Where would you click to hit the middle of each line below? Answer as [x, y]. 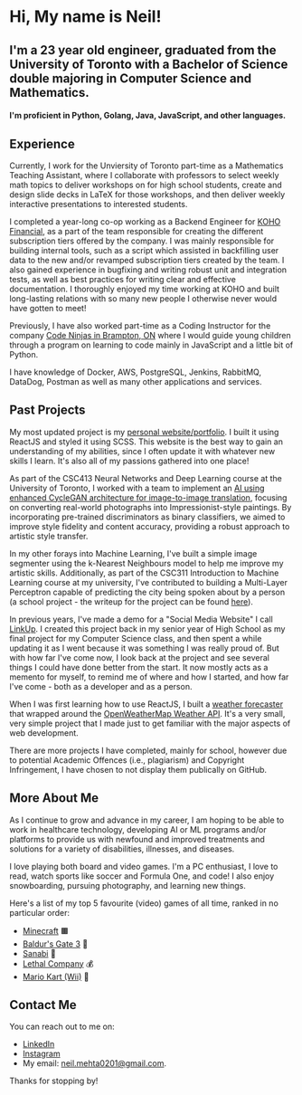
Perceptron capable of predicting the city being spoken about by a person [147, 592]
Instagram [41, 1054]
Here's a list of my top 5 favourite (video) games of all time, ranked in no [144, 903]
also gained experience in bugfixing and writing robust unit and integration [148, 270]
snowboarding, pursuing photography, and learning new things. [127, 885]
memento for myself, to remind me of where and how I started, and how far [149, 677]
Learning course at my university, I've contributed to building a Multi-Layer [148, 582]
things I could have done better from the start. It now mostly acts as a [139, 667]
